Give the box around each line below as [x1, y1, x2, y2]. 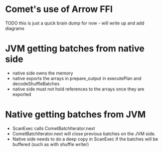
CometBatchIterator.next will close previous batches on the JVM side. [12, 130, 156, 136]
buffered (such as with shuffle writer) [12, 141, 89, 147]
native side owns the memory [12, 70, 73, 76]
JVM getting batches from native [5, 43, 145, 54]
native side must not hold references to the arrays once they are [12, 86, 145, 92]
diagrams [5, 25, 25, 31]
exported [12, 91, 31, 97]
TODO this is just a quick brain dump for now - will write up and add [5, 20, 145, 26]
